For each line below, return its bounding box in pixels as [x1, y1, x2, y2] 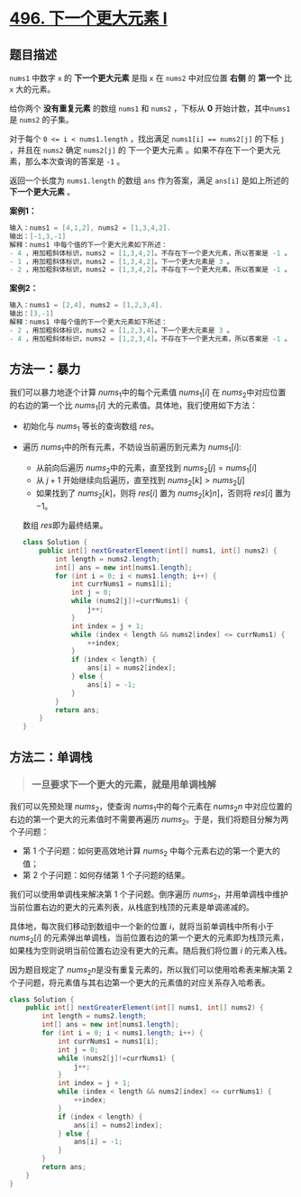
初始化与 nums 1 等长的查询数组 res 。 [22, 421, 160, 434]
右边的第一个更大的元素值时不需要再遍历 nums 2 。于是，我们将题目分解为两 [9, 813, 289, 827]
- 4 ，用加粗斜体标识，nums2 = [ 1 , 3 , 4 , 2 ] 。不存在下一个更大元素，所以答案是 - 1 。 [9, 249, 292, 258]
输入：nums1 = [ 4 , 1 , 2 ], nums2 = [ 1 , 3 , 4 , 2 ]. [9, 224, 171, 233]
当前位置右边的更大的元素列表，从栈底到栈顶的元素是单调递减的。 [9, 902, 254, 913]
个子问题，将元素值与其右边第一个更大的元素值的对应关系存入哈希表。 [9, 977, 270, 988]
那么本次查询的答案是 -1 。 [24, 156, 125, 167]
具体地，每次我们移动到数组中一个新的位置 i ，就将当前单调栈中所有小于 [9, 921, 275, 932]
